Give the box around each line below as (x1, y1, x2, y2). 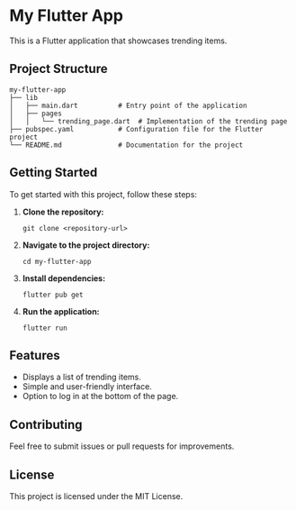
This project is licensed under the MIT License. (9, 491, 184, 501)
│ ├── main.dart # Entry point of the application (9, 101, 247, 110)
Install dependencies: (22, 272, 106, 284)
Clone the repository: (22, 206, 104, 217)
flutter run (22, 323, 67, 332)
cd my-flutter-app (22, 257, 92, 266)
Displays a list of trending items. (22, 371, 141, 383)
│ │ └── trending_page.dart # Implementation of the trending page (9, 116, 288, 126)
